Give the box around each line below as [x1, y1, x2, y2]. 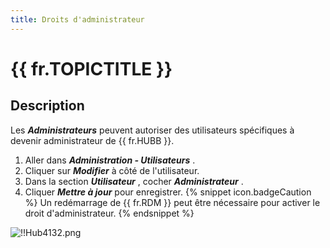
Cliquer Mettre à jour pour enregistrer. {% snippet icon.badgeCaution [24, 186, 312, 198]
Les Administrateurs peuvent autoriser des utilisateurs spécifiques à [10, 124, 295, 136]
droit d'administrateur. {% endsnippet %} [24, 207, 195, 219]
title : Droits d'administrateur [10, 14, 145, 25]
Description [10, 97, 85, 115]
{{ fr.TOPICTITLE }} [10, 57, 173, 80]
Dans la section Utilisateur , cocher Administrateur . [24, 175, 244, 187]
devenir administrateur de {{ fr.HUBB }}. [10, 134, 175, 146]
